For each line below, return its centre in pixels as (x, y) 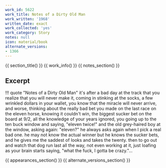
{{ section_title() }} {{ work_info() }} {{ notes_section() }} (63, 65)
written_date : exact (27, 24)
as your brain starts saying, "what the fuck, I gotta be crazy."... (69, 151)
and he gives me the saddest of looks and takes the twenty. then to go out (81, 140)
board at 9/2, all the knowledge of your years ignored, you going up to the (81, 119)
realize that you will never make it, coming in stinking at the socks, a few (79, 98)
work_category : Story (28, 33)
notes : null (17, 38)
